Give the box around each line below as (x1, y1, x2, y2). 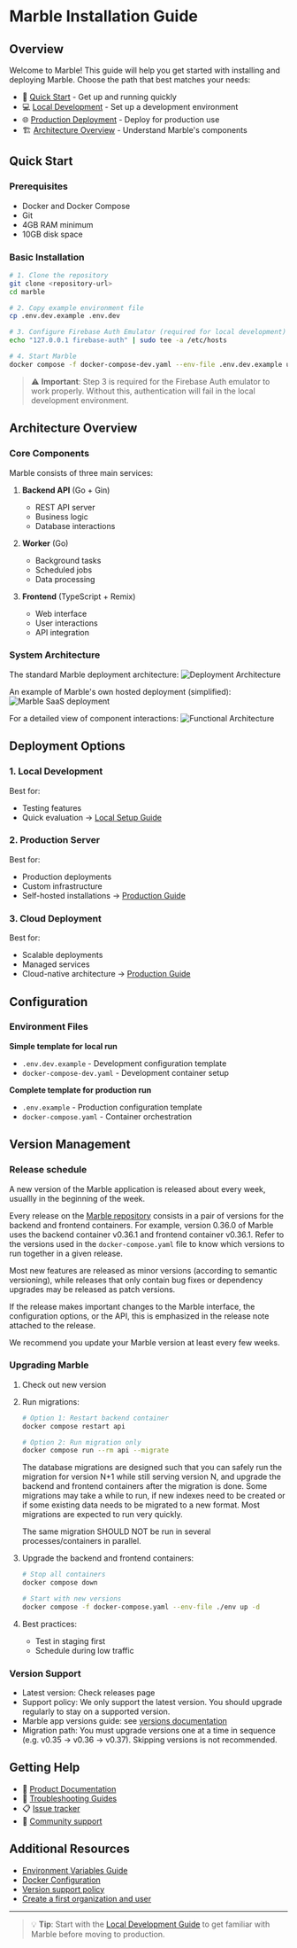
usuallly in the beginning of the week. (9, 1193, 146, 1204)
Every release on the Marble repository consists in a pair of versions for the (9, 1210, 285, 1220)
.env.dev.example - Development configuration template (21, 1057, 227, 1069)
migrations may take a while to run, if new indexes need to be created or (21, 1491, 286, 1501)
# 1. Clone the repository (9, 270, 109, 280)
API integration (34, 627, 90, 637)
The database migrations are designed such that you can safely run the (21, 1462, 283, 1473)
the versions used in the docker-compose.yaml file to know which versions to (9, 1238, 285, 1249)
